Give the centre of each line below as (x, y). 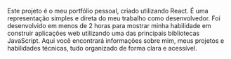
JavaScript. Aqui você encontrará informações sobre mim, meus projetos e (116, 41)
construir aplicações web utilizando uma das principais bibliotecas (104, 33)
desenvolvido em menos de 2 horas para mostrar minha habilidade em (110, 26)
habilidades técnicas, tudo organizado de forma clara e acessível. (102, 48)
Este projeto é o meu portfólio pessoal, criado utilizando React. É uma (108, 11)
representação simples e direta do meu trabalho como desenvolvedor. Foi (114, 18)
